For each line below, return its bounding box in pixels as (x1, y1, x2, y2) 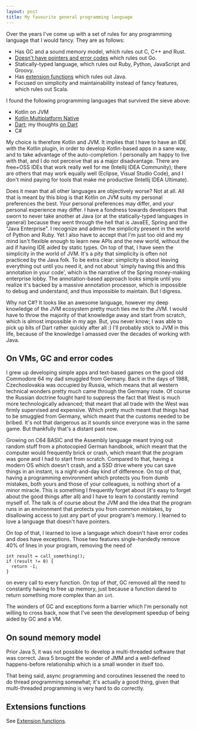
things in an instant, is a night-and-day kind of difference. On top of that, (6, 468, 182, 475)
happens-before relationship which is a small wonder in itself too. (6, 661, 165, 668)
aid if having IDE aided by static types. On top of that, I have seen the (6, 244, 174, 251)
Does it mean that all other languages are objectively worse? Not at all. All (6, 187, 185, 194)
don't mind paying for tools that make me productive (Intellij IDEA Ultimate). (6, 176, 189, 183)
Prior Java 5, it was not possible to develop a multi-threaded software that (6, 648, 186, 655)
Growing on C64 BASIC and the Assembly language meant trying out (6, 437, 173, 444)
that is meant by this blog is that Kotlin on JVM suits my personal (6, 194, 163, 201)
